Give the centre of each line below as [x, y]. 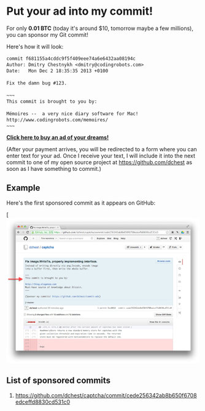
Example [23, 188]
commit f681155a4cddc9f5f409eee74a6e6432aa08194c [71, 58]
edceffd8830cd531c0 [43, 402]
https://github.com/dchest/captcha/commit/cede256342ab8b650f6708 [106, 395]
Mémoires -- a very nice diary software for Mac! [72, 114]
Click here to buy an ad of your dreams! [58, 137]
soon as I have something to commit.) [54, 168]
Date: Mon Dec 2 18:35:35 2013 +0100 [57, 71]
